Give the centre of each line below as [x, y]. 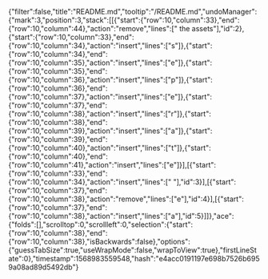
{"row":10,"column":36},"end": [58, 88]
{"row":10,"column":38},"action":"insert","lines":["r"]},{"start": [110, 114]
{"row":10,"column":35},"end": [58, 71]
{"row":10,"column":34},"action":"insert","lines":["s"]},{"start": [110, 46]
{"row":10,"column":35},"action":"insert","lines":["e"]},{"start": [110, 63]
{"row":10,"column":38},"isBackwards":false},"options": [99, 241]
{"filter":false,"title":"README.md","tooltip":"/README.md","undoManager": [133, 12]
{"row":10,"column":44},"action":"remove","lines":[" [93, 28]
